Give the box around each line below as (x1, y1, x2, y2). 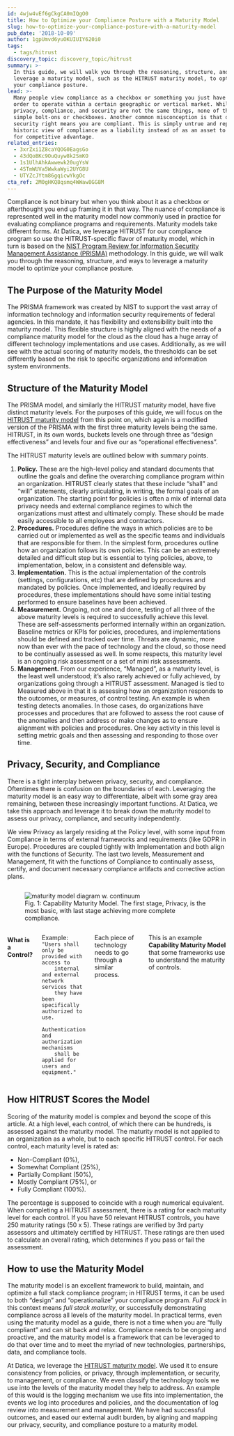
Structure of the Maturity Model (7, 382, 148, 394)
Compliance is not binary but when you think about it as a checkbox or (7, 198, 210, 206)
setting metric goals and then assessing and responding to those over (17, 731, 218, 739)
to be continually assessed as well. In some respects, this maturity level (17, 650, 223, 658)
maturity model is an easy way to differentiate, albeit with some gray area (7, 792, 218, 800)
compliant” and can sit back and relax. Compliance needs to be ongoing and (7, 1326, 226, 1334)
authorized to (41, 1008, 83, 1015)
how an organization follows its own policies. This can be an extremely (17, 546, 221, 554)
